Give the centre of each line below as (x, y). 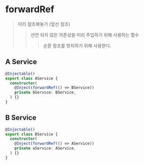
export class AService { (32, 78)
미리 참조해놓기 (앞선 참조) (44, 24)
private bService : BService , (45, 92)
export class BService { (32, 134)
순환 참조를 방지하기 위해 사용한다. (77, 45)
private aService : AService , (45, 148)
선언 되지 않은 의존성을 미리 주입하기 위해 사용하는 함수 (85, 35)
